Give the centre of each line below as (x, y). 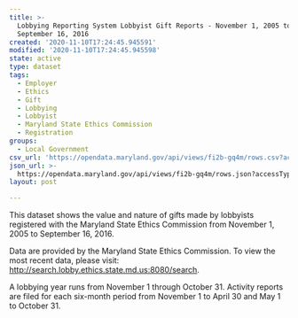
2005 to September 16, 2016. (62, 234)
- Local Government (53, 149)
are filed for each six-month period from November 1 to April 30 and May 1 (145, 297)
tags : (19, 75)
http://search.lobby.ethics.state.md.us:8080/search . (104, 270)
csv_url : (25, 157)
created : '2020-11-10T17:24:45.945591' (83, 42)
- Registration (45, 133)
